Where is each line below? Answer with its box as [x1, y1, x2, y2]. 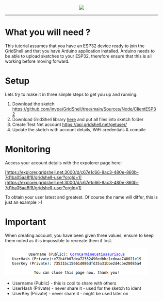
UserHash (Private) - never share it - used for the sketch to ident [12, 285, 142, 291]
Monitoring [5, 144, 51, 155]
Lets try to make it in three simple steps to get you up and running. [5, 91, 138, 97]
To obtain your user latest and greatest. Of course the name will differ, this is [5, 194, 158, 200]
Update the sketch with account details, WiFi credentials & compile [12, 126, 146, 132]
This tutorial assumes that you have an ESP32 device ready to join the [5, 43, 145, 49]
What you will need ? [5, 27, 91, 38]
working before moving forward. [5, 58, 69, 64]
